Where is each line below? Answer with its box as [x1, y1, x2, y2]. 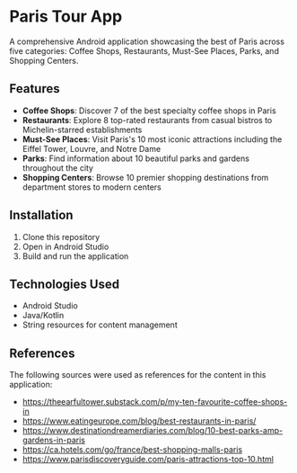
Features [9, 81, 60, 96]
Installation [9, 208, 74, 223]
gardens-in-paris [22, 434, 85, 446]
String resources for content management [22, 319, 178, 330]
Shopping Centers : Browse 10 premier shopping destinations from [22, 172, 269, 183]
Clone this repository [22, 231, 100, 242]
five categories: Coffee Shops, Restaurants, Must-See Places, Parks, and [9, 45, 280, 56]
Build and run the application [22, 250, 129, 262]
